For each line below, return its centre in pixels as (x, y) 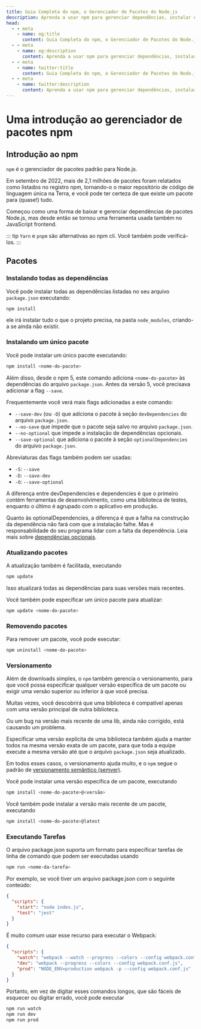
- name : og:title (39, 34)
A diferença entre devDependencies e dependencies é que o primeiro (92, 493)
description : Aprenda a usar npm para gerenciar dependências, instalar (99, 17)
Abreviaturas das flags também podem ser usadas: (69, 457)
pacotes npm (39, 132)
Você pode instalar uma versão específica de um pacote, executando (92, 782)
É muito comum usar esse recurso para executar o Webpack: (81, 935)
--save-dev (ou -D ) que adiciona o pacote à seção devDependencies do (101, 414)
